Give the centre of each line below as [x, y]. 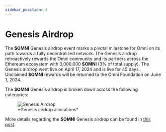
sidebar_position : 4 [27, 10]
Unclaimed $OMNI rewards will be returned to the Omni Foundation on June [83, 74]
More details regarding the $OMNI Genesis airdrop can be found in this [78, 119]
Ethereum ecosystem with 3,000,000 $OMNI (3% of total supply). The [77, 64]
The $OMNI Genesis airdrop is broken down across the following [72, 89]
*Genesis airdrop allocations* [48, 109]
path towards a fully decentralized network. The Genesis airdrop [71, 53]
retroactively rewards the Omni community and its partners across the [77, 59]
